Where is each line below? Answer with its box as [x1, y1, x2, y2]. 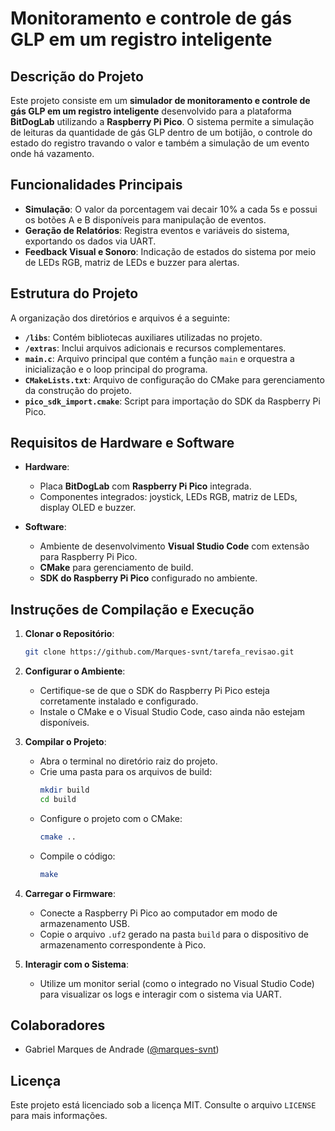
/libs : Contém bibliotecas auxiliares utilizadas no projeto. [24, 331, 263, 343]
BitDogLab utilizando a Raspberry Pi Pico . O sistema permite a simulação [10, 116, 315, 127]
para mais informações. [10, 1110, 108, 1122]
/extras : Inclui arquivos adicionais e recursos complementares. [24, 342, 287, 354]
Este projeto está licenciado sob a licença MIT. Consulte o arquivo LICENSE [10, 1099, 317, 1111]
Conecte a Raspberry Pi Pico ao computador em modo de [39, 907, 278, 919]
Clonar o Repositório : [24, 628, 115, 640]
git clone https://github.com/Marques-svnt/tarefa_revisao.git [24, 647, 295, 657]
